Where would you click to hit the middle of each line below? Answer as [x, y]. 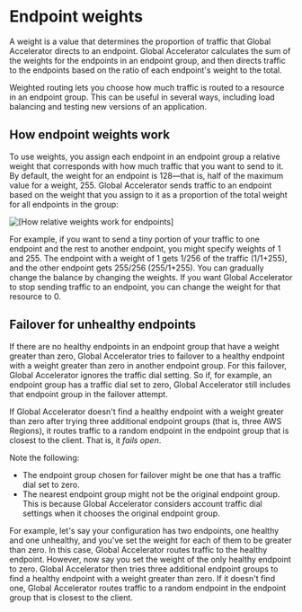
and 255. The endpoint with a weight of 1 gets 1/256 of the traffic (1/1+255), [148, 258]
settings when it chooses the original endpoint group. [121, 513]
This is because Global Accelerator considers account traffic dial [142, 503]
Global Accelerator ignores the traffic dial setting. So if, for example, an [141, 375]
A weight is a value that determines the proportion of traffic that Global [140, 41]
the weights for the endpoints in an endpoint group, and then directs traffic [147, 60]
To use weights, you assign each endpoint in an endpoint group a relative [145, 156]
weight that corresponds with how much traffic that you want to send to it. [147, 166]
